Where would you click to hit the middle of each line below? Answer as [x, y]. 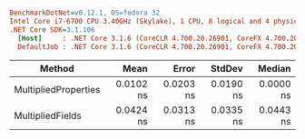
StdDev [226, 69]
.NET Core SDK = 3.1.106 [52, 30]
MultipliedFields [48, 116]
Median [274, 69]
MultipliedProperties [57, 90]
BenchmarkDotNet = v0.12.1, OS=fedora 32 [85, 13]
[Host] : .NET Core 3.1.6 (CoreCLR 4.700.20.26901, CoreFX [139, 38]
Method [57, 69]
